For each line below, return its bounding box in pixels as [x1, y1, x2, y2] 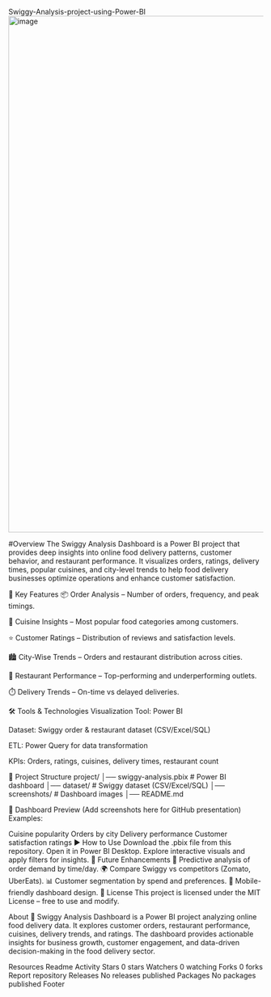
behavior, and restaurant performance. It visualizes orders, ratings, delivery [8, 556, 260, 565]
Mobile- [235, 877, 261, 885]
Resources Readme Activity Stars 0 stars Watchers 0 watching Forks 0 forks [8, 962, 263, 971]
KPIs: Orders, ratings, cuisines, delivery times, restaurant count [8, 756, 219, 766]
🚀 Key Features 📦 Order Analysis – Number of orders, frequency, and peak [8, 589, 260, 599]
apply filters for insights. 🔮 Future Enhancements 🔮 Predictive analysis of [8, 855, 251, 864]
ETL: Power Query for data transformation [8, 741, 148, 750]
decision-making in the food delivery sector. [8, 946, 156, 956]
